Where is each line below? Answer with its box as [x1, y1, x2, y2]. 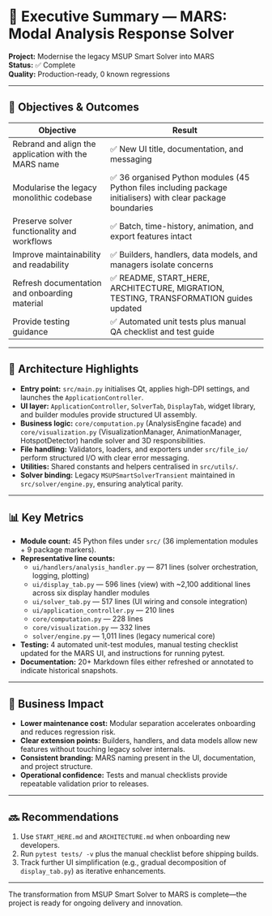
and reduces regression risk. [19, 727, 116, 737]
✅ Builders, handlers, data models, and [110, 248, 257, 260]
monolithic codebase [12, 192, 92, 203]
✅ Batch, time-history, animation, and [110, 220, 254, 231]
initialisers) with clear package [110, 192, 227, 203]
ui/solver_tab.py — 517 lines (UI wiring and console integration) [32, 597, 249, 607]
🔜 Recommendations [8, 810, 119, 823]
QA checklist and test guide [110, 326, 215, 337]
